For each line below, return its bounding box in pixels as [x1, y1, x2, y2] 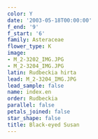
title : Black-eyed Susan [7, 121, 80, 128]
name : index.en [7, 88, 52, 95]
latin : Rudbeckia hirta [7, 69, 77, 76]
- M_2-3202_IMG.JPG [7, 56, 64, 63]
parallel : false [7, 102, 55, 109]
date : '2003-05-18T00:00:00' [7, 17, 92, 24]
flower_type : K [7, 43, 52, 50]
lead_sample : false [7, 82, 64, 89]
